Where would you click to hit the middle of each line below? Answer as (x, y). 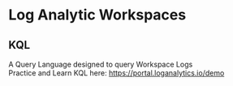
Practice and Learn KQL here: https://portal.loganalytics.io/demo (116, 73)
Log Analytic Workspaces (97, 15)
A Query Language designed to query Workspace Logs (101, 64)
